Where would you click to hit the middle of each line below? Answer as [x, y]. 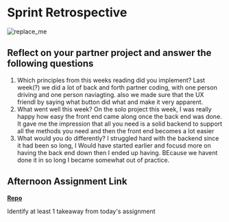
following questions [50, 64]
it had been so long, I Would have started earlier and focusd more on [114, 145]
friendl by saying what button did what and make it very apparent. [110, 102]
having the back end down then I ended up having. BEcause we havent [117, 152]
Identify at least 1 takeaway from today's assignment [81, 211]
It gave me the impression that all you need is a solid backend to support [120, 124]
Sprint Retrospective [67, 13]
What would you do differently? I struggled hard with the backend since [118, 138]
